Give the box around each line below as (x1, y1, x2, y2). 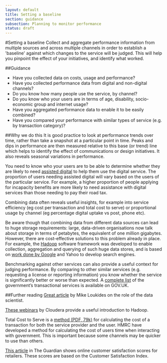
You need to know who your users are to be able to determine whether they (5, 163, 161, 169)
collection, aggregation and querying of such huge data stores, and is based (5, 246, 162, 252)
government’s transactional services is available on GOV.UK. (5, 283, 129, 289)
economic (12, 101, 33, 107)
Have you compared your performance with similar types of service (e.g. (12, 117, 162, 123)
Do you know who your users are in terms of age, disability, (12, 96, 135, 102)
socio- (135, 96, 149, 102)
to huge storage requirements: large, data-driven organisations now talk (5, 225, 153, 231)
